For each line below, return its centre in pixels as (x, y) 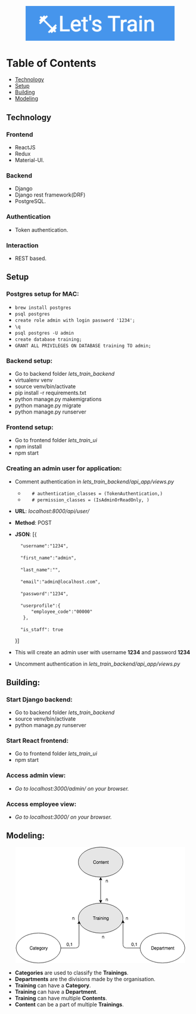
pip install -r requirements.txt (50, 393)
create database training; (48, 339)
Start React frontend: (38, 741)
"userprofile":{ (41, 606)
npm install (28, 447)
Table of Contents (51, 63)
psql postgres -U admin (44, 333)
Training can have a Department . (56, 991)
